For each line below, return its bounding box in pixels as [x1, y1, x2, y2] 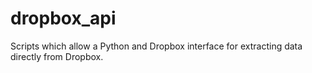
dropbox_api [10, 7, 117, 30]
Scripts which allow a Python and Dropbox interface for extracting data [10, 40, 303, 52]
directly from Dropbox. [10, 50, 104, 62]
